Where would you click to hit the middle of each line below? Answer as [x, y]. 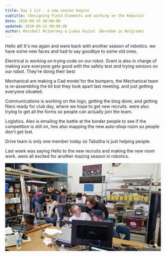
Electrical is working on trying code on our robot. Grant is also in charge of [81, 61]
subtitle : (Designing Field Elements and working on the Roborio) [75, 16]
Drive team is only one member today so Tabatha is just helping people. [78, 142]
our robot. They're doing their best [40, 71]
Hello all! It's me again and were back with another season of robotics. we [80, 46]
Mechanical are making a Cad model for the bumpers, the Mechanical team [82, 81]
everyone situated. [24, 92]
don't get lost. [19, 132]
